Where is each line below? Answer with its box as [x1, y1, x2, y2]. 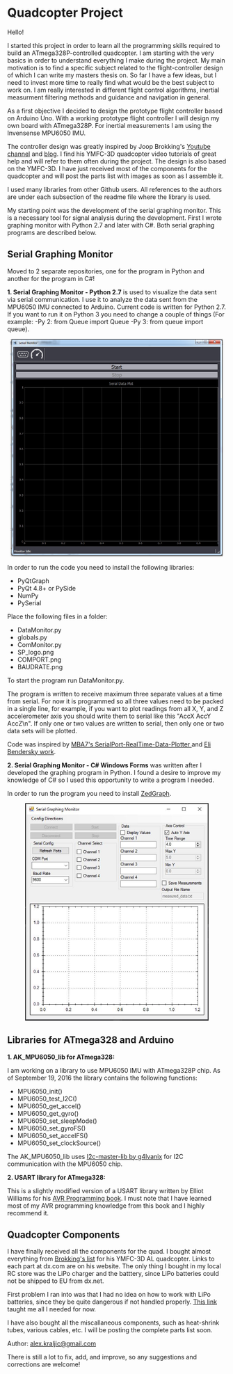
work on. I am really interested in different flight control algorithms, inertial [7, 86, 220, 94]
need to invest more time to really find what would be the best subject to [7, 78, 215, 86]
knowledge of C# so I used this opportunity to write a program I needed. [7, 776, 214, 784]
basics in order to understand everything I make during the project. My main [7, 56, 226, 64]
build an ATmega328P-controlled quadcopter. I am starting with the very [7, 49, 214, 57]
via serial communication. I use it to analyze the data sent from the [7, 295, 198, 303]
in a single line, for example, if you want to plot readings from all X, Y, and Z [7, 704, 224, 712]
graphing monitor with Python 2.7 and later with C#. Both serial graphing [7, 221, 215, 229]
